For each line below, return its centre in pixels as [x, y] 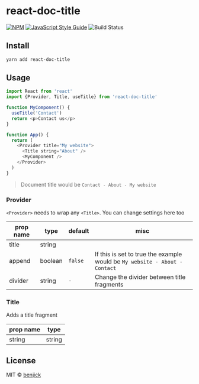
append [20, 261]
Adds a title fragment [32, 315]
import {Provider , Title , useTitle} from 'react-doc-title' [82, 97]
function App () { [28, 135]
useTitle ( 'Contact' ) [37, 113]
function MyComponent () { [38, 108]
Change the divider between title [140, 277]
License [21, 361]
